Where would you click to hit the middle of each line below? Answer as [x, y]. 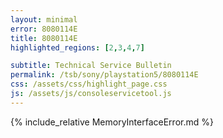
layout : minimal [44, 19]
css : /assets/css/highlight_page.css [89, 84]
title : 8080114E [44, 38]
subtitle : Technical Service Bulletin [91, 66]
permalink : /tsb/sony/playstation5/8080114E [104, 75]
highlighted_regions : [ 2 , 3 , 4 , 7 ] [77, 47]
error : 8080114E [44, 29]
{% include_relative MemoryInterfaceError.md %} [112, 122]
